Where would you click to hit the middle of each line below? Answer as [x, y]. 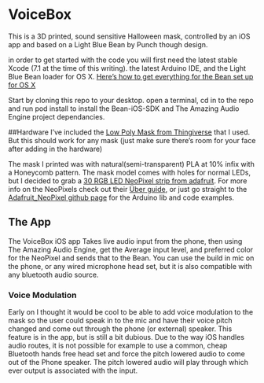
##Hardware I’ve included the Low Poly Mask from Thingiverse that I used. [129, 132]
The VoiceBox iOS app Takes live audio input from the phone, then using [125, 241]
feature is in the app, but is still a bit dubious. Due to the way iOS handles [126, 337]
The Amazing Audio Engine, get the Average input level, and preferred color [131, 249]
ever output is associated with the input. [73, 370]
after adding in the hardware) [55, 149]
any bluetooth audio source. [53, 274]
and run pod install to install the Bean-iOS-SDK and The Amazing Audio [124, 109]
